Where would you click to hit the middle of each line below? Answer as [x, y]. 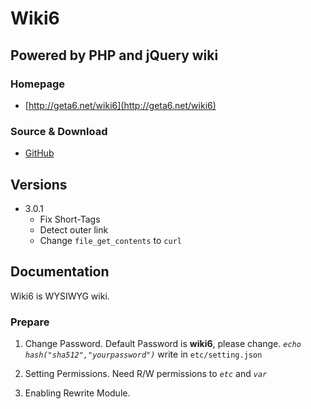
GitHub [39, 153]
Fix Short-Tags [70, 219]
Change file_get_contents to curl [110, 240]
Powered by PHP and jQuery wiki [114, 55]
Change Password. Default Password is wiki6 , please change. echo [163, 344]
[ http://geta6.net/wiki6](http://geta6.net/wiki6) [120, 105]
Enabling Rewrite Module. [77, 393]
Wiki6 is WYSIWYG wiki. [60, 296]
